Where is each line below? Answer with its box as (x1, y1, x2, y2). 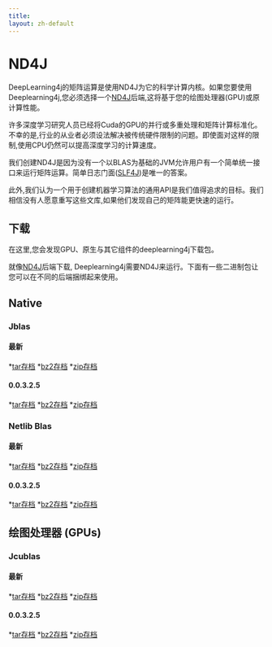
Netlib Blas (8, 420, 53, 431)
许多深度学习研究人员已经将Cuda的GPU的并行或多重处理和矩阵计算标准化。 (8, 120, 262, 130)
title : (8, 11, 31, 20)
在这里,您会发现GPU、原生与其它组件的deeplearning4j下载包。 (8, 245, 219, 255)
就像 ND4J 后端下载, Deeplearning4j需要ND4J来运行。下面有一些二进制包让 (8, 262, 259, 272)
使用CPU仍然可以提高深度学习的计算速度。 (17, 140, 161, 151)
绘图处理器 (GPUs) (8, 526, 101, 540)
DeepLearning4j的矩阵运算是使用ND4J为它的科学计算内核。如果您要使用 (8, 82, 253, 92)
